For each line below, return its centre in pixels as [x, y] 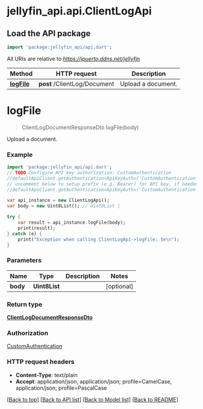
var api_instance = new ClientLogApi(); [58, 200]
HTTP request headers [41, 362]
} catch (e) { [25, 233]
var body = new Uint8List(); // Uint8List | [64, 206]
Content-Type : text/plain [46, 375]
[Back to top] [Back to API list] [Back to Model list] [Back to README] [92, 399]
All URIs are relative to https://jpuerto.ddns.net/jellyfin [73, 59]
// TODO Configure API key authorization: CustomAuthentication [89, 173]
